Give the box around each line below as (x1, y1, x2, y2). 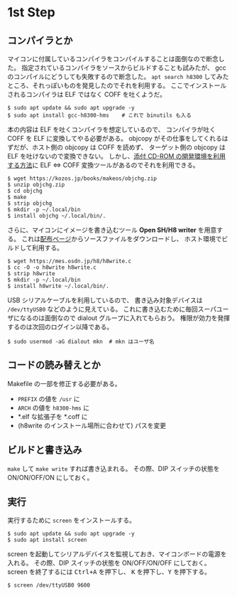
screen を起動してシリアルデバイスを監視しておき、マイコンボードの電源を (7, 550, 227, 558)
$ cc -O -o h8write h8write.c (7, 264, 97, 271)
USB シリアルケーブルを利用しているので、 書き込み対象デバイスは (7, 296, 204, 304)
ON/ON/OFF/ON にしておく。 (7, 473, 94, 481)
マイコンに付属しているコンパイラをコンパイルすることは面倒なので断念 (7, 55, 219, 63)
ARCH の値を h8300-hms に (17, 403, 90, 412)
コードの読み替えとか (7, 359, 101, 371)
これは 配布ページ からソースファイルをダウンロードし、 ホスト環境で (21, 235, 222, 243)
